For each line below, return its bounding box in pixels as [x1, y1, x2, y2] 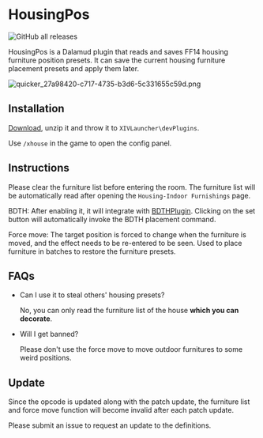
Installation [8, 102, 65, 115]
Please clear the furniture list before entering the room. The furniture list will [8, 182, 256, 191]
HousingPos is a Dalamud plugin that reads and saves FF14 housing [8, 47, 229, 56]
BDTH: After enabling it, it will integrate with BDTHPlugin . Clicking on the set [8, 206, 256, 215]
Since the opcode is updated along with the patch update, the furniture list [8, 397, 250, 406]
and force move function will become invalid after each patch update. [8, 406, 235, 415]
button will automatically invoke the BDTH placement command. [8, 214, 216, 224]
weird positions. [19, 353, 72, 363]
